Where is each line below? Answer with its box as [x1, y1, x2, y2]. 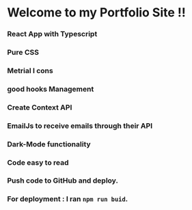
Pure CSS [7, 48, 40, 57]
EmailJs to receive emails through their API [7, 121, 153, 131]
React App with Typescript [7, 29, 98, 39]
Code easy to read [7, 157, 70, 167]
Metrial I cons [7, 66, 53, 75]
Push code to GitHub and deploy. [7, 176, 118, 185]
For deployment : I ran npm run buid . [7, 194, 128, 204]
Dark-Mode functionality [7, 139, 91, 148]
